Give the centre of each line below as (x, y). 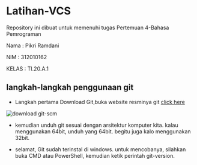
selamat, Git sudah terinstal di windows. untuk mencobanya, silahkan (100, 149)
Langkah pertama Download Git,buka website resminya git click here (100, 102)
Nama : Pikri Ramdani (33, 45)
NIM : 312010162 (27, 57)
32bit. (22, 137)
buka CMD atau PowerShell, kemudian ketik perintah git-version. (95, 155)
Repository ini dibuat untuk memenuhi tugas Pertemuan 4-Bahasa (88, 27)
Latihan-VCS (38, 11)
